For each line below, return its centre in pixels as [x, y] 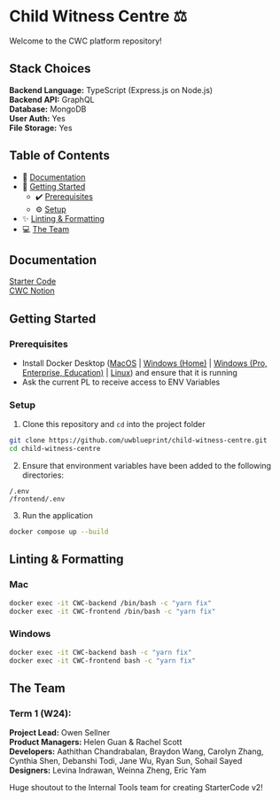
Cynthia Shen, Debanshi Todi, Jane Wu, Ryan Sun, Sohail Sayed [126, 761]
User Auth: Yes [38, 118]
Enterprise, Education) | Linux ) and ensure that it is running [129, 373]
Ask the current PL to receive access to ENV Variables [121, 382]
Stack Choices [50, 69]
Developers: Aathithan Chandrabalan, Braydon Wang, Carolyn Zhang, [136, 751]
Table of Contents [60, 156]
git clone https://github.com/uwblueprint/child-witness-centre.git [138, 440]
